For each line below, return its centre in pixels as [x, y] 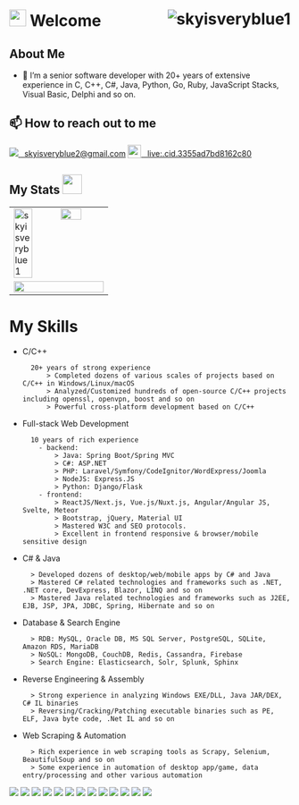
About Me [37, 54]
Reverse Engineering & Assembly [83, 679]
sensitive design [54, 541]
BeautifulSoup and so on [68, 759]
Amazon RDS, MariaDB [60, 647]
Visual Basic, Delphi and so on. [79, 94]
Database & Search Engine [71, 623]
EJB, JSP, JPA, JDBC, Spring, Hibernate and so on [118, 606]
